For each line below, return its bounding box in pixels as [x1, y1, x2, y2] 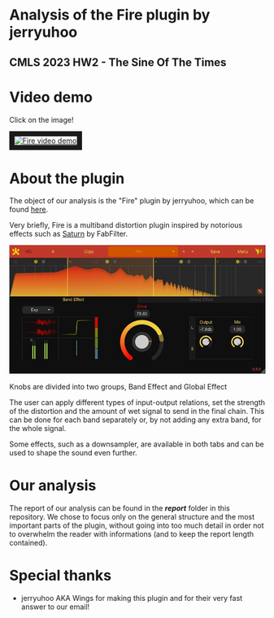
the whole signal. [9, 423, 67, 433]
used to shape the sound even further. [9, 447, 137, 457]
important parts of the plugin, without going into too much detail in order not [9, 520, 264, 530]
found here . [9, 205, 48, 215]
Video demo [9, 88, 93, 107]
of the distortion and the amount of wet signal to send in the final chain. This [9, 406, 265, 416]
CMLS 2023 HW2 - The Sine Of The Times [9, 55, 227, 69]
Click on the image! [9, 115, 74, 124]
